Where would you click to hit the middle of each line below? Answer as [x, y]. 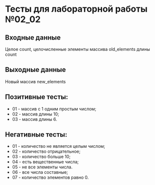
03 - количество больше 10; [41, 157]
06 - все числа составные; [40, 172]
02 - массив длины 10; [36, 114]
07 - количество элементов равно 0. [50, 178]
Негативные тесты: [36, 135]
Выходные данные [35, 70]
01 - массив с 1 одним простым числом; [54, 109]
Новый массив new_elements [35, 81]
